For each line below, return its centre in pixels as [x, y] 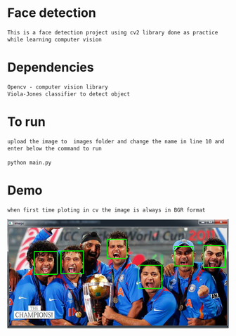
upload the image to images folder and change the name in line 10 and [116, 141]
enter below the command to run [54, 148]
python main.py [29, 162]
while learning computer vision [54, 39]
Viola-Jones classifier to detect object [69, 94]
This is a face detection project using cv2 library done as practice [113, 32]
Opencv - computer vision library [58, 87]
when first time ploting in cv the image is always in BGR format [106, 210]
